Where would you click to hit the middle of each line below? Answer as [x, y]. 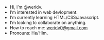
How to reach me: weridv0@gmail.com [49, 28]
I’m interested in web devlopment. [43, 12]
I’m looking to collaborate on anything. [48, 22]
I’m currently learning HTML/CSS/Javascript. [54, 17]
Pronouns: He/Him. [29, 33]
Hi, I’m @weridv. [26, 7]
